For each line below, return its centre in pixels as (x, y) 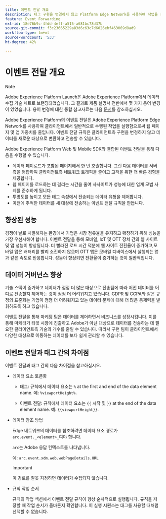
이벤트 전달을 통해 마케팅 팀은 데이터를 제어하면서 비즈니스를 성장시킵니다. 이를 (81, 317)
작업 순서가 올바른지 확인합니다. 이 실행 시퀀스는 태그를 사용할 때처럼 (93, 505)
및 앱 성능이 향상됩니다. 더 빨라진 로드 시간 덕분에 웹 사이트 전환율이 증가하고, (80, 245)
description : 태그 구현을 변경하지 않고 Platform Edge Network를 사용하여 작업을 (82, 14)
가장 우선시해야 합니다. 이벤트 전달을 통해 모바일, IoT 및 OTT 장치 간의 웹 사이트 (82, 239)
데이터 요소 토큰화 (29, 376)
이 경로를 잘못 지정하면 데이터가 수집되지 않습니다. (60, 478)
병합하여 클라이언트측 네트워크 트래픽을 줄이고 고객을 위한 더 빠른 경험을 (91, 172)
